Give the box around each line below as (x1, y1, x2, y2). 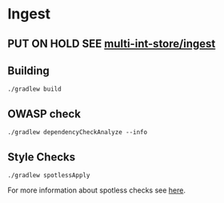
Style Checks (7, 150, 76, 164)
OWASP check (7, 107, 82, 120)
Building (7, 63, 50, 77)
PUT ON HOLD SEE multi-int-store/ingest (7, 37, 216, 51)
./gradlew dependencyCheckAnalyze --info (7, 128, 148, 136)
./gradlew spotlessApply (7, 172, 90, 180)
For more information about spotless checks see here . (7, 185, 186, 195)
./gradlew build (7, 85, 62, 93)
